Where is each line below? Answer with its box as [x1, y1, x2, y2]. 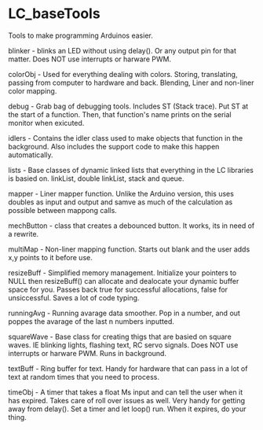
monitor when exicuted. [8, 118, 85, 127]
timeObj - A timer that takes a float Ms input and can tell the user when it [8, 387, 243, 397]
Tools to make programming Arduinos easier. [8, 31, 153, 40]
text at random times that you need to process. [8, 372, 159, 381]
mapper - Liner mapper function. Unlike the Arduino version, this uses [8, 189, 234, 198]
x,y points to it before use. [8, 252, 93, 262]
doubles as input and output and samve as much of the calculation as [8, 197, 233, 207]
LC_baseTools [8, 5, 100, 23]
